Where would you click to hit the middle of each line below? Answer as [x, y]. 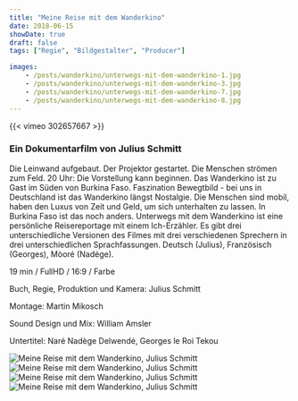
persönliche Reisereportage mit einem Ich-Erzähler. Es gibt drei [126, 226]
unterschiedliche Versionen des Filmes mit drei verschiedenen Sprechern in [148, 235]
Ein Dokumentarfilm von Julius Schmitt [95, 149]
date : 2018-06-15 [41, 26]
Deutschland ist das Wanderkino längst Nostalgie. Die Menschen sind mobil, [149, 197]
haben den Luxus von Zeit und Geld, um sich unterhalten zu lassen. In [137, 206]
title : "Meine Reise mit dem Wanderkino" [87, 17]
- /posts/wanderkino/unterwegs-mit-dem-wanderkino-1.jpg [133, 76]
